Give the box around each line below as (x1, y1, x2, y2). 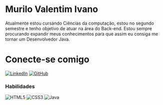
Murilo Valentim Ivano (5, 4, 98, 15)
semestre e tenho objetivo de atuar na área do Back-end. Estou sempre (5, 25, 152, 31)
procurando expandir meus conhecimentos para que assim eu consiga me (5, 31, 158, 37)
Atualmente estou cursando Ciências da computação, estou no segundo (5, 20, 154, 26)
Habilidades (5, 83, 35, 90)
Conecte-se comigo (5, 54, 89, 65)
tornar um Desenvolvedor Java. (5, 36, 70, 42)
